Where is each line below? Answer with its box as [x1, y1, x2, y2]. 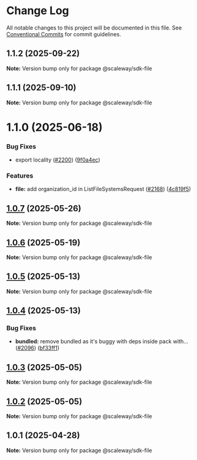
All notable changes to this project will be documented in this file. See [6, 24, 182, 31]
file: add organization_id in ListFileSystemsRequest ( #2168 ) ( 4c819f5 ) [15, 185, 191, 193]
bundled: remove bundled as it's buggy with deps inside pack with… [15, 338, 188, 345]
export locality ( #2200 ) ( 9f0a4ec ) [15, 156, 101, 163]
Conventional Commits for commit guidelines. [6, 30, 121, 37]
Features [6, 171, 34, 180]
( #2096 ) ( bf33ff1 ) [15, 345, 60, 352]
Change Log [6, 4, 69, 18]
